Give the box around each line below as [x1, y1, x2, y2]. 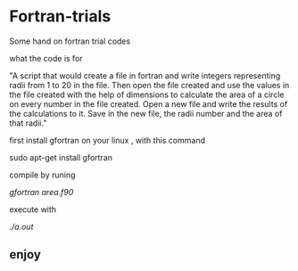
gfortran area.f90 [9, 186, 74, 197]
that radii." [9, 118, 47, 128]
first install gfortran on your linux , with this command [9, 135, 205, 145]
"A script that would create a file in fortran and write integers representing [9, 70, 281, 81]
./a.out [9, 221, 34, 232]
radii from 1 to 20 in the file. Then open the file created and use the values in [9, 79, 290, 90]
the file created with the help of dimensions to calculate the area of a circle [9, 89, 285, 100]
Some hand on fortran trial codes [9, 36, 131, 46]
